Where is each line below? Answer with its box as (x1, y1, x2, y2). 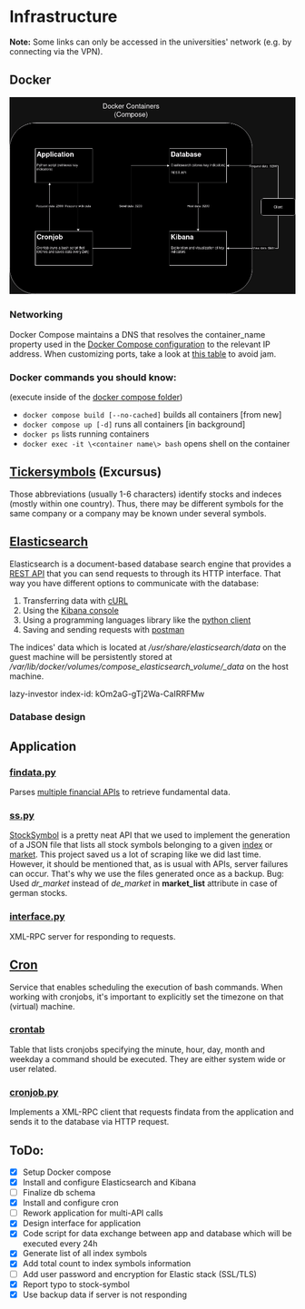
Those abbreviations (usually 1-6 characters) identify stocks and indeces (9, 488, 282, 499)
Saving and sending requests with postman (22, 624, 185, 635)
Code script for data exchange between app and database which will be (22, 1228, 292, 1239)
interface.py (9, 910, 65, 923)
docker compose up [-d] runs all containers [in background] (22, 418, 246, 429)
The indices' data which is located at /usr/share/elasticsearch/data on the (9, 642, 287, 653)
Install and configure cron (22, 1197, 120, 1208)
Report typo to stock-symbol (22, 1278, 130, 1290)
